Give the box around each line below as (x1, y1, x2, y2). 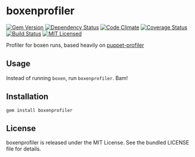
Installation (6, 92, 49, 102)
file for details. (6, 145, 41, 152)
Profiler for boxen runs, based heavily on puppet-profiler (6, 41, 144, 49)
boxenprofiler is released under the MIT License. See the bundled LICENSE (6, 139, 190, 146)
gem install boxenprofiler (6, 107, 73, 113)
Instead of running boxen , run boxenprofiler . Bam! (6, 74, 129, 81)
